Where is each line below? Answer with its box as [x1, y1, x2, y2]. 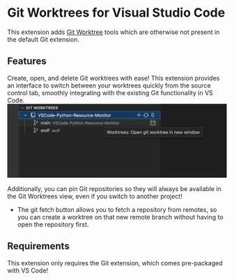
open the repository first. [17, 220, 89, 229]
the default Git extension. [7, 35, 80, 43]
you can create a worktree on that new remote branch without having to [17, 213, 224, 222]
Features [7, 56, 47, 67]
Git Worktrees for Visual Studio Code [7, 5, 226, 21]
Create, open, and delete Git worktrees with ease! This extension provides [7, 74, 220, 82]
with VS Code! [7, 266, 49, 274]
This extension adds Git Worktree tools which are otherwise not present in [7, 28, 220, 36]
